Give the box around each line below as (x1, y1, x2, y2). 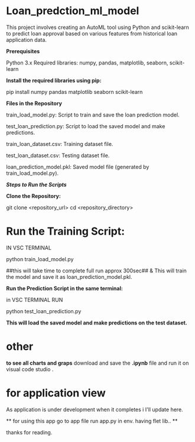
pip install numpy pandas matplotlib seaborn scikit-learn (6, 88, 143, 95)
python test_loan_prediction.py (6, 307, 82, 314)
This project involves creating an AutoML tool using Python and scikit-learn (6, 24, 189, 31)
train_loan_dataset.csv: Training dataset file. (6, 140, 113, 147)
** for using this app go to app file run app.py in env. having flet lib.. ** (6, 417, 178, 424)
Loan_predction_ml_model (6, 4, 139, 18)
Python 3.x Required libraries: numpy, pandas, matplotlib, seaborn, (6, 59, 168, 66)
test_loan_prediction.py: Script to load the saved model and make (6, 122, 165, 129)
